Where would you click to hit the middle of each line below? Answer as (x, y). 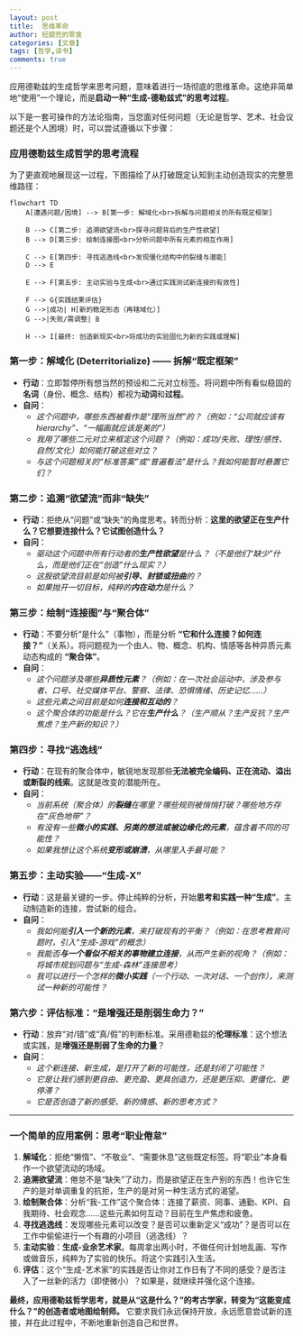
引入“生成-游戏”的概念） (105, 942)
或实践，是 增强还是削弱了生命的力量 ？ (93, 1046)
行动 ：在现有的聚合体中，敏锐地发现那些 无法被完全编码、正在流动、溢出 (156, 771)
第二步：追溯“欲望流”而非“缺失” (79, 499)
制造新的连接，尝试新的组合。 (86, 908)
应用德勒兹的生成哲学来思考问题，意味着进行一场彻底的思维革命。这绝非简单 (151, 86)
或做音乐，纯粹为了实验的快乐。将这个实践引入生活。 (121, 1258)
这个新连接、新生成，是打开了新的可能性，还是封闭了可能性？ (151, 1068)
